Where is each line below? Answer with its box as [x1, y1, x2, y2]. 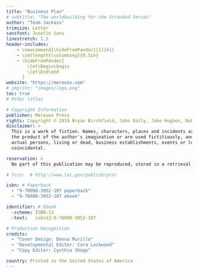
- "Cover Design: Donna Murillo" [11, 237, 94, 242]
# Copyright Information [6, 106, 67, 112]
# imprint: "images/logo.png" [6, 85, 81, 91]
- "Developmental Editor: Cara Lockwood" [11, 242, 115, 248]
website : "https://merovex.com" [6, 80, 85, 86]
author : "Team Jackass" [6, 19, 65, 25]
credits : [6, 231, 28, 237]
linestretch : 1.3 [6, 36, 49, 42]
